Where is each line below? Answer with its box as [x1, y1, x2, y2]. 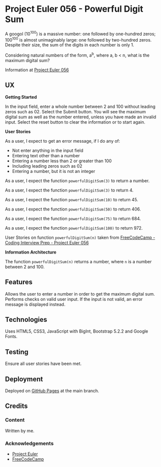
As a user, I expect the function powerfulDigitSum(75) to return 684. [5, 215, 141, 221]
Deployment [5, 375, 43, 383]
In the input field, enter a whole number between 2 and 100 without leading [5, 104, 156, 109]
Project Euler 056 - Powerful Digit [5, 3, 143, 15]
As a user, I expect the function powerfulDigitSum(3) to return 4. [5, 187, 134, 193]
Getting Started [5, 94, 37, 100]
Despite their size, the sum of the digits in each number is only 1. [5, 42, 135, 48]
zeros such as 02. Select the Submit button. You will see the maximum [5, 108, 146, 114]
